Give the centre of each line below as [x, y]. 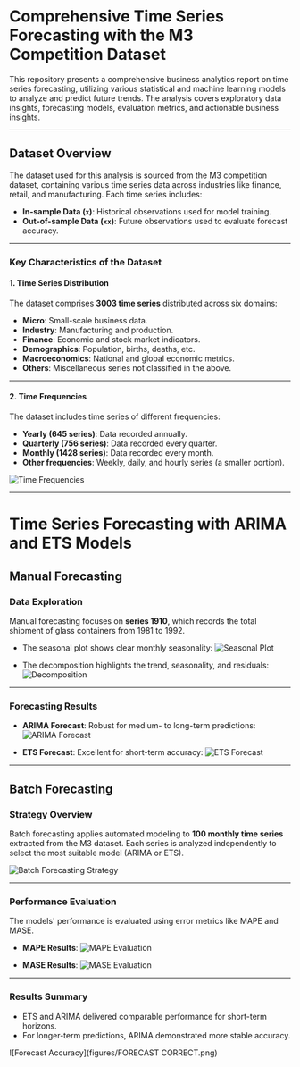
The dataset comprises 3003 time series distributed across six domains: [144, 303]
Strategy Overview [51, 814]
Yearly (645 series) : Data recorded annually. [104, 434]
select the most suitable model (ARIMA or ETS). [97, 853]
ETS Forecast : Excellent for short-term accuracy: [112, 752]
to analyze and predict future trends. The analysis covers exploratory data [146, 98]
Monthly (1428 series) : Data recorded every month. [118, 453]
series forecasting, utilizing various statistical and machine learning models [147, 88]
